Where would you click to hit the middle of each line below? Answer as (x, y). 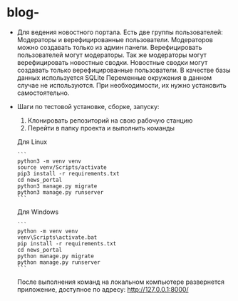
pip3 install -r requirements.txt (68, 173)
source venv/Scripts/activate (62, 167)
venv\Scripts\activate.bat (57, 237)
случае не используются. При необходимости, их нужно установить (122, 85)
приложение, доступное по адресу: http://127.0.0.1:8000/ (103, 289)
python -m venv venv (47, 231)
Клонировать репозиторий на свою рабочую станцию (110, 120)
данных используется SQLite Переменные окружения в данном (114, 77)
